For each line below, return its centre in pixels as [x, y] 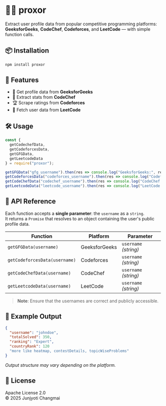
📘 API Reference [30, 201]
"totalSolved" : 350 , [31, 337]
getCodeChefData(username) [39, 273]
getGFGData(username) [33, 247]
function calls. [20, 34]
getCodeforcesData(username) [42, 260]
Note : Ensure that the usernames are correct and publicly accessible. [88, 301]
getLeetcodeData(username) [39, 286]
